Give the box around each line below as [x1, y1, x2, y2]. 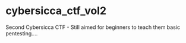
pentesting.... [5, 29, 38, 37]
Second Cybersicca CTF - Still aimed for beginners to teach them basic [5, 24, 181, 31]
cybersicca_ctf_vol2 [5, 4, 107, 18]
